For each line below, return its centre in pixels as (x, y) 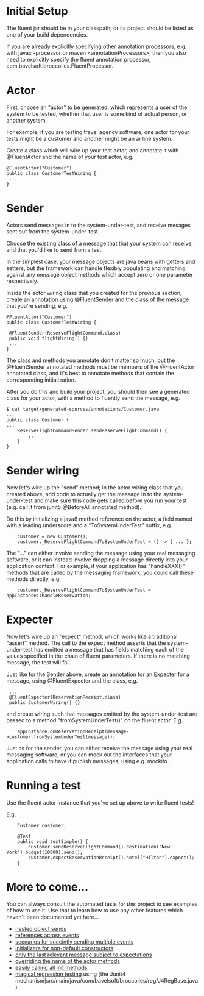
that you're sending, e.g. (37, 305)
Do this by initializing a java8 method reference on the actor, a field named (100, 519)
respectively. (22, 281)
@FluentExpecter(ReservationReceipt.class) (65, 697)
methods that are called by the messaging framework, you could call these (100, 572)
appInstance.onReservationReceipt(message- (73, 731)
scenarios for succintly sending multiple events (74, 941)
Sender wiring (43, 471)
